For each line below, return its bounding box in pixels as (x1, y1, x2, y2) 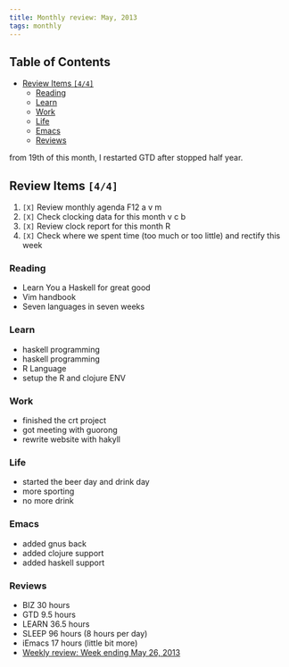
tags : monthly (9, 21, 62, 30)
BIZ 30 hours (21, 599, 70, 610)
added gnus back (21, 538, 87, 549)
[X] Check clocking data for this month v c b (21, 212, 186, 222)
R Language (21, 363, 67, 373)
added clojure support (21, 547, 104, 558)
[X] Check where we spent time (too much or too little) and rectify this (21, 230, 281, 241)
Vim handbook (21, 292, 77, 303)
